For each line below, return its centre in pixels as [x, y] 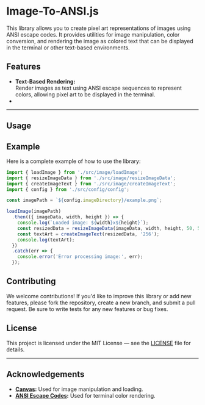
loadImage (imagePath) [34, 212]
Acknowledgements [45, 374]
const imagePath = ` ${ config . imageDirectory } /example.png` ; [85, 200]
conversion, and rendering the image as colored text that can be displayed [100, 41]
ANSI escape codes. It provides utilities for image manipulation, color [93, 34]
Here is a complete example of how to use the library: [74, 161]
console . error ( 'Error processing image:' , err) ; [80, 257]
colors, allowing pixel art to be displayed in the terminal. [85, 94]
